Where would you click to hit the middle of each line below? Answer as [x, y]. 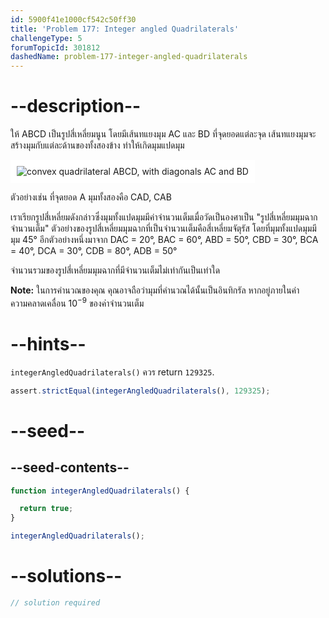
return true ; [46, 509]
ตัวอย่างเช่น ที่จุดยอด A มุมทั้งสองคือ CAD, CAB [91, 197]
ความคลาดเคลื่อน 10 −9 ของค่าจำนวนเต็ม [77, 302]
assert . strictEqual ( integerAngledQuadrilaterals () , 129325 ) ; [140, 391]
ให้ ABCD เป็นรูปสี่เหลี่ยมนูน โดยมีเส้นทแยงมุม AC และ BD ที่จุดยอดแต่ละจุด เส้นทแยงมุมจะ [163, 134]
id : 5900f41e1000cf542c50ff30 [73, 19]
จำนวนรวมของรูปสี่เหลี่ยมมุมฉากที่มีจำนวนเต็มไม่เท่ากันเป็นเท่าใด [115, 270]
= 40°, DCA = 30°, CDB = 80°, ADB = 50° [94, 251]
